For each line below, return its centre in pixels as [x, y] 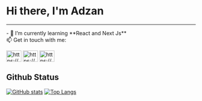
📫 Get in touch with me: [36, 39]
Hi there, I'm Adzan [55, 11]
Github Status [32, 77]
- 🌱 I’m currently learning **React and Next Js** [66, 33]
